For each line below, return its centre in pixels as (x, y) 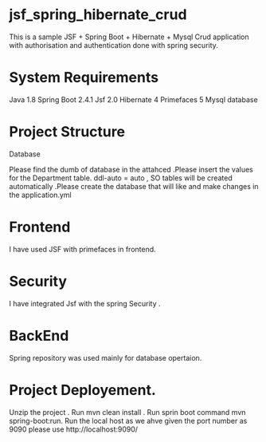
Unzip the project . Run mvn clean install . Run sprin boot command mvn (127, 412)
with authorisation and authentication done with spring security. (113, 45)
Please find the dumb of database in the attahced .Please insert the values (131, 169)
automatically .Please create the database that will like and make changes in (134, 186)
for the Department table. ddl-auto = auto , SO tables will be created (121, 178)
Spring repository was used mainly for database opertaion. (106, 357)
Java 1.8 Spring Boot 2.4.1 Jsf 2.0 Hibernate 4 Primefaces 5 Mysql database (133, 99)
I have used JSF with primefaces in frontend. (82, 249)
